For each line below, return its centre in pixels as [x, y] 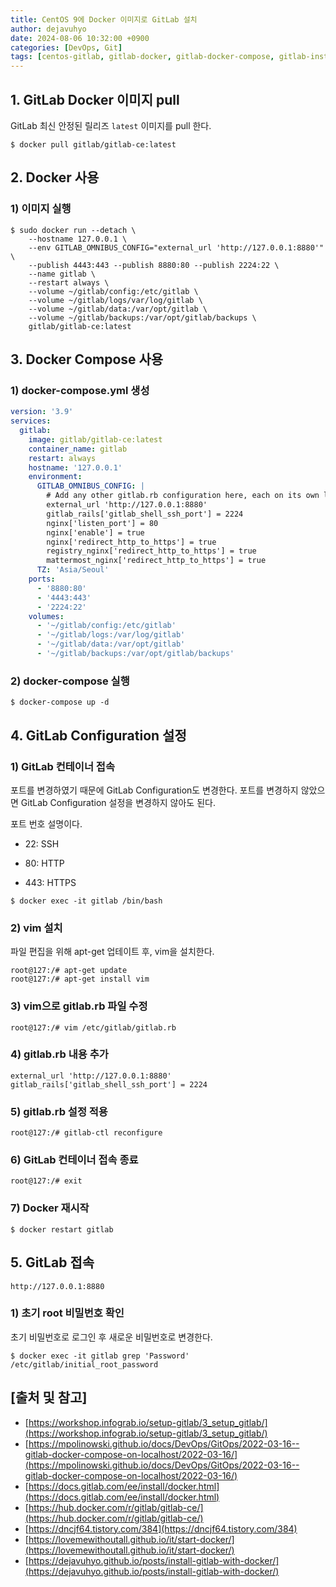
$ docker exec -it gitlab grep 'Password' [100, 1356]
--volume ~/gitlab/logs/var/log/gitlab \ [115, 300]
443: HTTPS [50, 882]
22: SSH [42, 843]
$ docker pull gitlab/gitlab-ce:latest [93, 144]
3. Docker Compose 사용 [87, 359]
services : [31, 421]
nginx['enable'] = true [95, 532]
